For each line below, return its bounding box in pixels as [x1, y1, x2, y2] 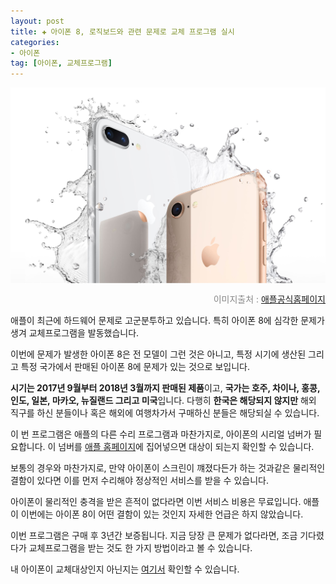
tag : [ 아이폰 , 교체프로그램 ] [10, 58, 113, 69]
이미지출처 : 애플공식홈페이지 [213, 293, 326, 305]
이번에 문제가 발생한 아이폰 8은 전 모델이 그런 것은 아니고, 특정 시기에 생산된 [10, 348, 307, 360]
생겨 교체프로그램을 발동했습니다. [10, 326, 140, 339]
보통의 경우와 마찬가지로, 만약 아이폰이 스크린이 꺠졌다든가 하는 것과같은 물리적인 [10, 461, 326, 474]
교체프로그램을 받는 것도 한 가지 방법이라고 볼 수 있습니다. [28, 541, 253, 554]
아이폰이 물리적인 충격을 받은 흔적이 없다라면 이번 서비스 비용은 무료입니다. [10, 495, 302, 507]
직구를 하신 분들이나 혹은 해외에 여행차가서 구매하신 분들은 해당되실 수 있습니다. [10, 406, 320, 419]
